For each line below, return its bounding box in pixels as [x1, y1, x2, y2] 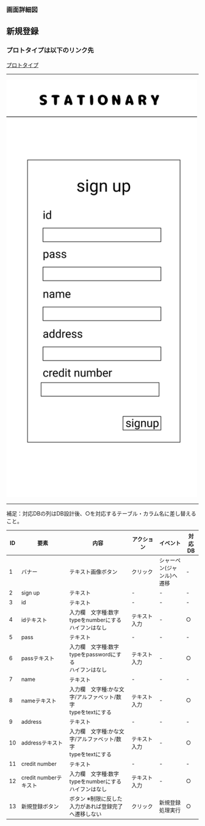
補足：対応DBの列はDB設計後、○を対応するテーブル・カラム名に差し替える [6, 510, 196, 517]
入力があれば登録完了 [69, 803, 123, 810]
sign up [21, 589, 40, 596]
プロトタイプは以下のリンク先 [6, 46, 95, 54]
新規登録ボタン [21, 803, 59, 810]
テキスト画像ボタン [69, 568, 118, 576]
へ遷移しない [69, 810, 102, 818]
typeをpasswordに [69, 651, 117, 658]
